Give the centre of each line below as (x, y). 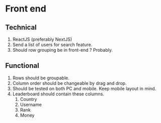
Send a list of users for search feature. (52, 45)
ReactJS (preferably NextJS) (42, 39)
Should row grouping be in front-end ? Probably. (63, 50)
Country (28, 99)
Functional (22, 66)
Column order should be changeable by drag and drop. (69, 83)
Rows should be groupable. (41, 78)
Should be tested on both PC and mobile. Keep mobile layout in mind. (84, 88)
